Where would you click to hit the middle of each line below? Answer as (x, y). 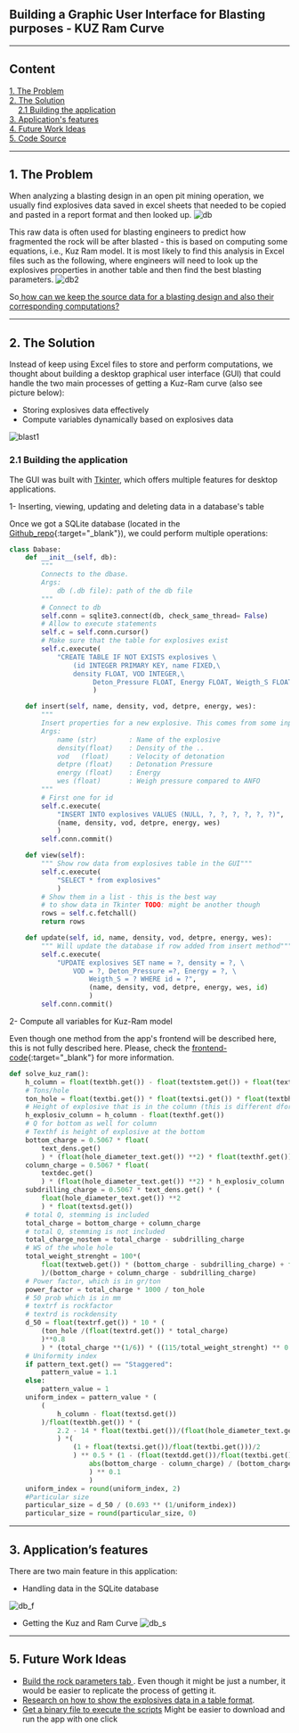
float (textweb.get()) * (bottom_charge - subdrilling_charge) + (163, 1265)
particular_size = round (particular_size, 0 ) (111, 1513)
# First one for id (77, 798)
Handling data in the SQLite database (90, 1588)
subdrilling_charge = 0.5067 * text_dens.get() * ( (123, 1190)
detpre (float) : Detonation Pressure (135, 765)
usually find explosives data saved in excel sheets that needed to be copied (148, 205)
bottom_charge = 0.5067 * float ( (87, 1140)
